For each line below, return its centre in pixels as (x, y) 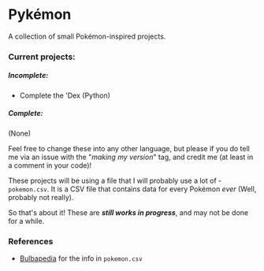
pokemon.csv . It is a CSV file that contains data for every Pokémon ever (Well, (132, 189)
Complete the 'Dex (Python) (65, 95)
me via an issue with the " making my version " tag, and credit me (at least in (131, 157)
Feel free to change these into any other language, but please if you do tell (129, 148)
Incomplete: (28, 76)
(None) (20, 133)
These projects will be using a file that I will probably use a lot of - (115, 180)
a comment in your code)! (50, 165)
